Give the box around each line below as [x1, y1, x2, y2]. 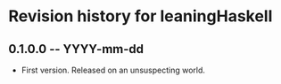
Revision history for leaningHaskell [8, 6, 273, 27]
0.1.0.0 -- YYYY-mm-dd [8, 42, 145, 57]
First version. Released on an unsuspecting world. [21, 65, 206, 75]
